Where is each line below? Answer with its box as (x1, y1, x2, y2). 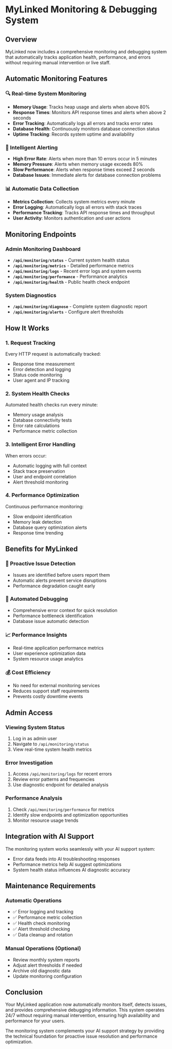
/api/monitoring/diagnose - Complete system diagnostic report (12, 303, 147, 309)
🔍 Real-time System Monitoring (5, 90, 87, 97)
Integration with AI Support (5, 832, 94, 841)
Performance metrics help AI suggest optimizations (12, 861, 122, 867)
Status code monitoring (12, 372, 63, 378)
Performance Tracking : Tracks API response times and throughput (12, 210, 155, 216)
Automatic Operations (5, 897, 62, 904)
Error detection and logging (12, 366, 71, 372)
